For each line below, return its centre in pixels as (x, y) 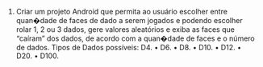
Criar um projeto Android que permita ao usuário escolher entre (122, 12)
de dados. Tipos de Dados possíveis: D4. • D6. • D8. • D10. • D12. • (129, 47)
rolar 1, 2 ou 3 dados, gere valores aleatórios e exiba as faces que (125, 30)
